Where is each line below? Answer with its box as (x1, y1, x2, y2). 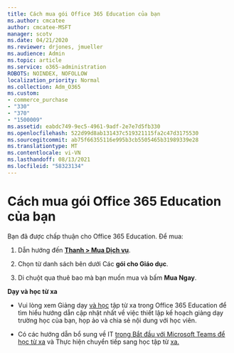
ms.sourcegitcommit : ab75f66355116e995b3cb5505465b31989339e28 (7, 136, 199, 143)
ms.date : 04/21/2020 (7, 37, 69, 44)
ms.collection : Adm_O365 (7, 83, 81, 90)
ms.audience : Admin (7, 51, 65, 58)
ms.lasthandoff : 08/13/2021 (7, 156, 91, 164)
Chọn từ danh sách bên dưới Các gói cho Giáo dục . (17, 259, 169, 268)
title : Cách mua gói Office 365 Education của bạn (7, 10, 161, 18)
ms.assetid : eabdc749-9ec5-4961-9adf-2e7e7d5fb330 (7, 122, 161, 130)
